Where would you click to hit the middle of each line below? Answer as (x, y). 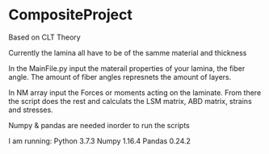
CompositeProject (71, 15)
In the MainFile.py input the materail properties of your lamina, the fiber (127, 68)
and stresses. (31, 110)
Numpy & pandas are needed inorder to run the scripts (99, 125)
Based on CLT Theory (44, 37)
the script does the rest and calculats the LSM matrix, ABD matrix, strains (130, 101)
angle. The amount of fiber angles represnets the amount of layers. (120, 77)
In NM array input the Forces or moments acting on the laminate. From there (135, 92)
